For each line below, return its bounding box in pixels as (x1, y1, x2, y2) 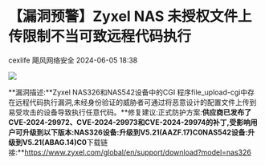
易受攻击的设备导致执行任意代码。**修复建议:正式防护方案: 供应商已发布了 (8, 107, 252, 117)
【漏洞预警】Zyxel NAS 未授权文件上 (8, 7, 252, 26)
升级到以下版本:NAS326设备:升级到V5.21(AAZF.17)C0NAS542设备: (22, 127, 248, 137)
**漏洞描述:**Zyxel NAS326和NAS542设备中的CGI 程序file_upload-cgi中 (8, 87, 248, 97)
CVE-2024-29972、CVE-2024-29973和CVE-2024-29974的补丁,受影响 (8, 117, 251, 127)
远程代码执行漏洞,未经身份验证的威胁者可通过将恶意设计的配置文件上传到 (14, 97, 257, 107)
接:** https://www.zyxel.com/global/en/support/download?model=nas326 (8, 147, 251, 157)
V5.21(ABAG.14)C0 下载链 (22, 137, 108, 147)
